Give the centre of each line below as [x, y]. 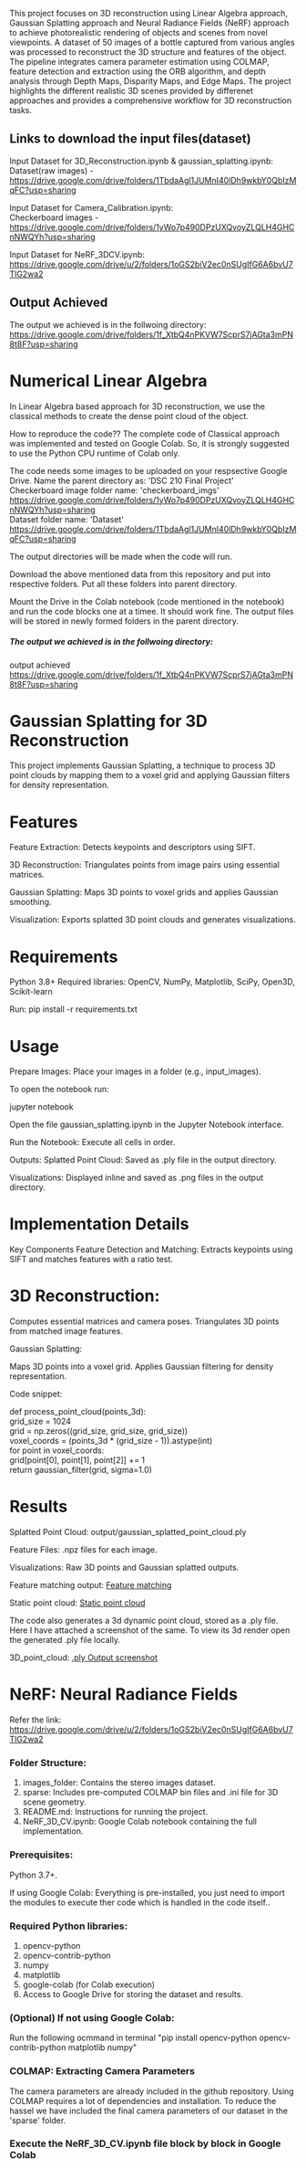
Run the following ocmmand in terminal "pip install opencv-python [133, 2038]
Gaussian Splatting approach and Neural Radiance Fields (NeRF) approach [149, 23]
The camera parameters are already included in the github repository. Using [152, 2091]
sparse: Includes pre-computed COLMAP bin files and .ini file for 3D [150, 1793]
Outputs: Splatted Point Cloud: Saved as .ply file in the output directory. [143, 1160]
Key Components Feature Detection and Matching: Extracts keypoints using [151, 1249]
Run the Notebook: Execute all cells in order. [92, 1142]
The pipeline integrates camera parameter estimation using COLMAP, [140, 62]
